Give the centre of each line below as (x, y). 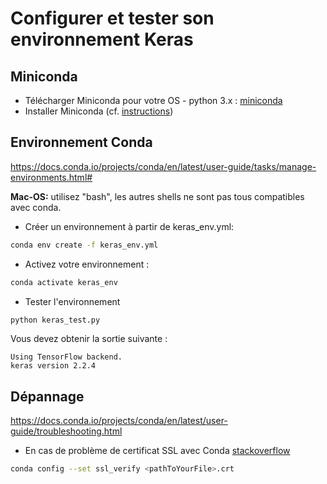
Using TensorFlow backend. (66, 357)
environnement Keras (102, 39)
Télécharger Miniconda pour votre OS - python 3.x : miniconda (153, 100)
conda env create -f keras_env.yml (84, 245)
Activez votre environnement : (87, 264)
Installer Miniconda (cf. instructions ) (99, 111)
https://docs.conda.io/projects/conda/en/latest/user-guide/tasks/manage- (163, 166)
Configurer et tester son (112, 18)
